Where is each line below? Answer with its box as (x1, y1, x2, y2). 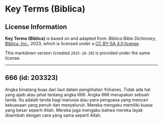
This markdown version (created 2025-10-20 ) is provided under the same (5, 50, 150, 56)
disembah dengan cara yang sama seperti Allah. (5, 112, 102, 118)
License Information (5, 23, 67, 31)
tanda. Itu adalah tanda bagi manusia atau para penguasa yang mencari (5, 97, 148, 103)
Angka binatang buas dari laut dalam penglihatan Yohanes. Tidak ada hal (5, 86, 150, 92)
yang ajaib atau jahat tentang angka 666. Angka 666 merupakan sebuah (5, 92, 149, 97)
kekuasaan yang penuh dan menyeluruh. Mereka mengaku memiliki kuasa (5, 102, 153, 108)
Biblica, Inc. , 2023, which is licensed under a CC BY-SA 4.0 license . (5, 41, 140, 46)
